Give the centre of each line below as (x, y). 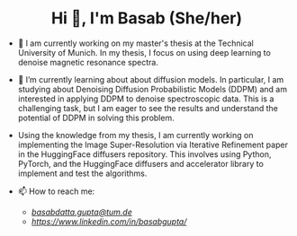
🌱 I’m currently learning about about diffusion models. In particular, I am (151, 79)
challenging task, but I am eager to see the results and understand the (148, 108)
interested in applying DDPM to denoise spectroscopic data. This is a (146, 99)
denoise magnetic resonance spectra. (88, 62)
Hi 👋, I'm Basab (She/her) (147, 18)
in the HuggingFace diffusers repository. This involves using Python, (144, 154)
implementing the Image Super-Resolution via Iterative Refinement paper (153, 144)
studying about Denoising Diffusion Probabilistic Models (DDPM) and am (153, 89)
